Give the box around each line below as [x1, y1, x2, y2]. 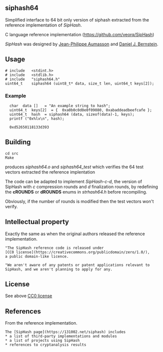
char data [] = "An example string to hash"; [9, 103, 111, 108]
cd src [5, 151, 19, 156]
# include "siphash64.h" [5, 77, 60, 82]
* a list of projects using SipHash [5, 338, 80, 343]
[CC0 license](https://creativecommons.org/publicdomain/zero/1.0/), [5, 249, 150, 255]
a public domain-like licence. [5, 254, 69, 259]
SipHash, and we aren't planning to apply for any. [5, 266, 113, 272]
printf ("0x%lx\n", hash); [9, 116, 65, 121]
